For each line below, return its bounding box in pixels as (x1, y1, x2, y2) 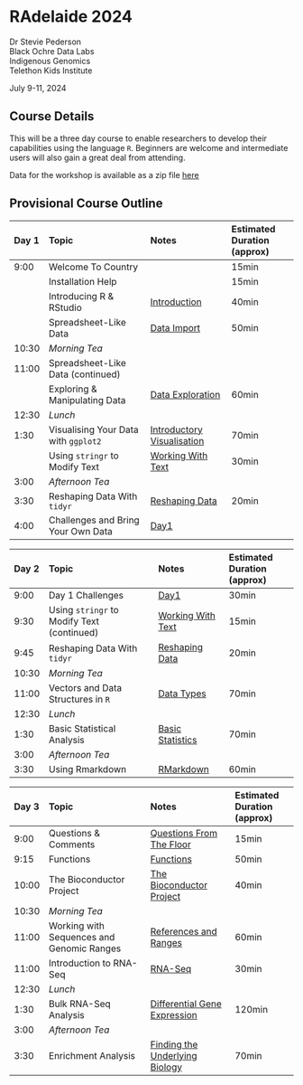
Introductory (150, 423, 203, 436)
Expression (150, 1008, 198, 1021)
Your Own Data (48, 524, 113, 537)
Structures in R (48, 693, 111, 705)
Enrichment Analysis (48, 1049, 136, 1061)
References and (150, 925, 218, 938)
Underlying (150, 1049, 197, 1061)
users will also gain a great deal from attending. (9, 152, 187, 163)
